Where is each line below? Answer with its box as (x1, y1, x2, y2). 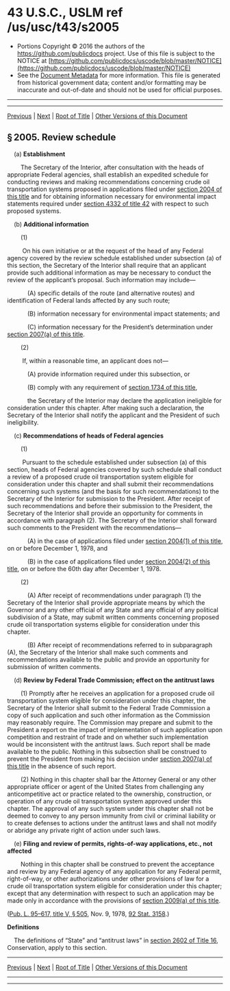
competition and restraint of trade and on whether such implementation (7, 733, 209, 741)
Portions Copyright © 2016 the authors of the (16, 42, 145, 50)
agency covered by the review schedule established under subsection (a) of (7, 253, 222, 262)
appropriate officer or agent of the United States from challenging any (7, 782, 205, 790)
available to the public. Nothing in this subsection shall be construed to (7, 747, 207, 755)
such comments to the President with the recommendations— (7, 523, 181, 531)
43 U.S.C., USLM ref (7, 5, 123, 21)
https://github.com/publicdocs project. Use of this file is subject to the (16, 49, 216, 58)
